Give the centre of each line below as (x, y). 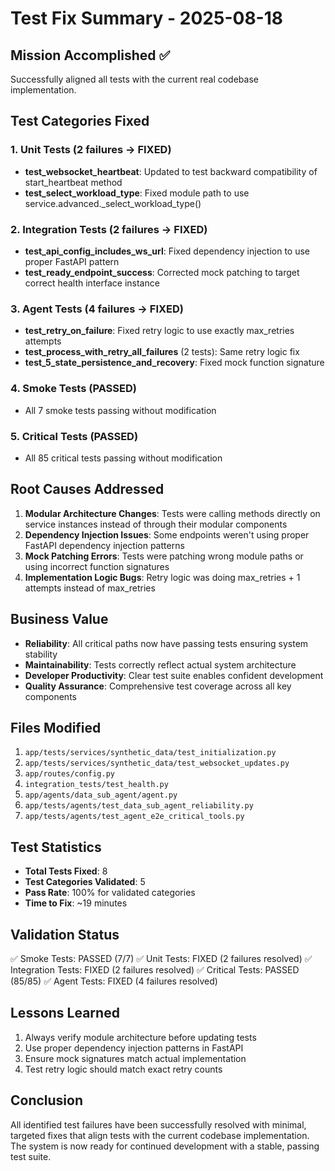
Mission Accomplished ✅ (90, 55)
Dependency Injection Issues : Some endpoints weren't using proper (167, 534)
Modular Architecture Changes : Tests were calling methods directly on (172, 513)
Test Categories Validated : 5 (85, 882)
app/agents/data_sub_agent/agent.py (101, 795)
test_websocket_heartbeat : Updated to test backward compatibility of (171, 171)
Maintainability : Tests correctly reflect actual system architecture (160, 664)
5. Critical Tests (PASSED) (74, 436)
